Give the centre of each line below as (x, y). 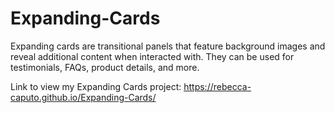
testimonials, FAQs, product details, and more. (105, 67)
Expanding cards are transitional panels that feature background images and (168, 46)
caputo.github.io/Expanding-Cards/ (83, 97)
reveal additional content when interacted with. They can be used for (152, 56)
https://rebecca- (217, 86)
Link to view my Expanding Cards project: (96, 86)
